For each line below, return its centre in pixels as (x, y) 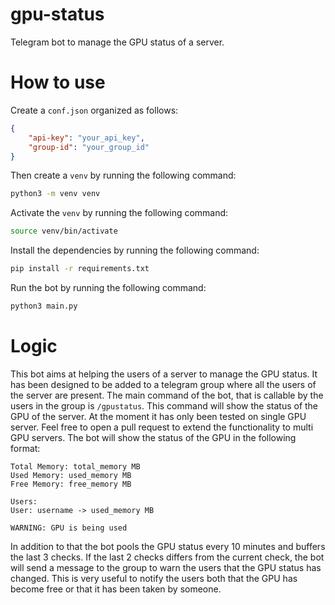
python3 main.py (44, 306)
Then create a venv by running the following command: (123, 175)
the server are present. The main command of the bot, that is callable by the (167, 395)
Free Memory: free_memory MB (71, 484)
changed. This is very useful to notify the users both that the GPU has (154, 578)
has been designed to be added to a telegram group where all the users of (163, 384)
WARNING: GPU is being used (69, 528)
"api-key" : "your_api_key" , (86, 138)
